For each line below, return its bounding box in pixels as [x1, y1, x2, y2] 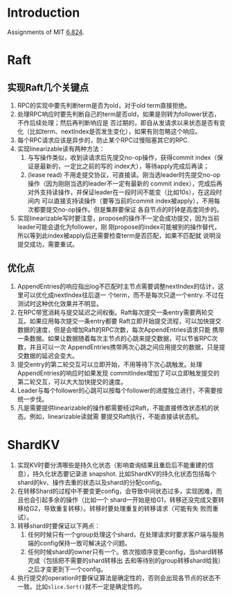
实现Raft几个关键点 [7, 81, 89, 93]
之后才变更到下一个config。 [27, 564, 107, 573]
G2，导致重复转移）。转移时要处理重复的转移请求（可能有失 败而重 [29, 504, 219, 512]
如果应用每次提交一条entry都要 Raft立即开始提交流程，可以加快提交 [29, 317, 222, 325]
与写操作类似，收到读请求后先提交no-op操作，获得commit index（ [27, 153, 217, 161]
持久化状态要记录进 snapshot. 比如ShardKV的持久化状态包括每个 [32, 469, 217, 478]
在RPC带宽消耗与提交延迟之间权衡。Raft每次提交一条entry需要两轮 [17, 308, 208, 317]
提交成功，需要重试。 [17, 239, 78, 248]
